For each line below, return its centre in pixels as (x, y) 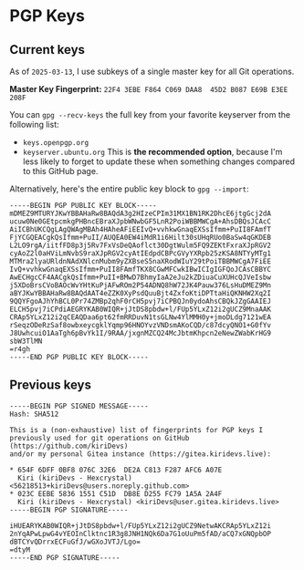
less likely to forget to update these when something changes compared (158, 161)
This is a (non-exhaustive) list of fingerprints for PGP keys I (136, 430)
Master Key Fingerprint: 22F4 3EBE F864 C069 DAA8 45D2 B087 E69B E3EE (149, 89)
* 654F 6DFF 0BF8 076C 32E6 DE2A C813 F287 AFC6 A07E (116, 470)
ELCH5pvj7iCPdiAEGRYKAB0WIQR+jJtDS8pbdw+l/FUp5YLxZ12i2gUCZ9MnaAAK (141, 309)
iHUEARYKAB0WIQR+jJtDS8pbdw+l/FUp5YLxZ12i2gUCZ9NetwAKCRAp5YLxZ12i (141, 525)
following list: (34, 124)
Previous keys (50, 385)
